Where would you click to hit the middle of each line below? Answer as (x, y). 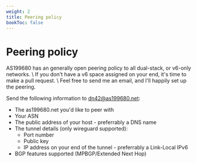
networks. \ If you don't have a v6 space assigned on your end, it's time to (96, 74)
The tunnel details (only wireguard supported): (71, 129)
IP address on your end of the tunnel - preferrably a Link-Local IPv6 (106, 148)
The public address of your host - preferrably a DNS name (86, 122)
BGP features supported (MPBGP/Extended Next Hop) (81, 154)
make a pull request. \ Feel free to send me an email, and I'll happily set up (96, 81)
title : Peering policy (34, 17)
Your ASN (27, 116)
